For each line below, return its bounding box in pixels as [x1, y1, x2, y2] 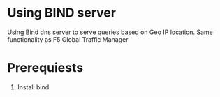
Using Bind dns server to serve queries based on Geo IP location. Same [7, 28, 213, 36]
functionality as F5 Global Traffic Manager [7, 35, 129, 43]
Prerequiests [7, 60, 84, 76]
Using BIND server [7, 5, 117, 21]
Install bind [17, 82, 50, 91]
